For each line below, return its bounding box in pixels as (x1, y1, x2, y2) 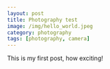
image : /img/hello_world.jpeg (7, 23, 94, 29)
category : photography (7, 29, 72, 36)
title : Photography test (7, 16, 78, 23)
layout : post (7, 10, 44, 17)
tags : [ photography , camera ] (7, 36, 90, 42)
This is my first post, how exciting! (7, 54, 104, 62)
